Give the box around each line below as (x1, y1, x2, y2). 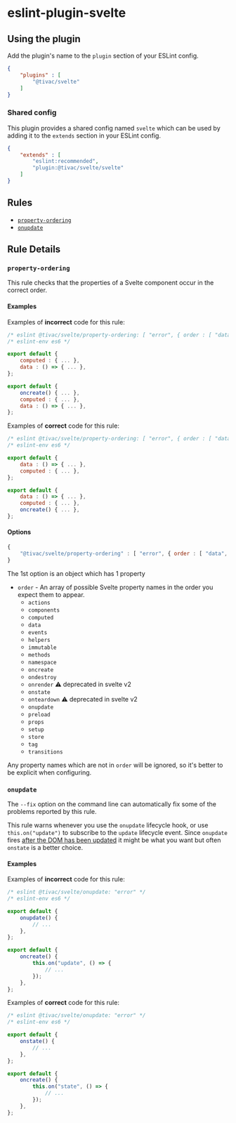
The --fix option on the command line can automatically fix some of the (7, 800, 216, 808)
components (27, 606, 60, 614)
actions (27, 599, 51, 606)
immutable (27, 644, 58, 651)
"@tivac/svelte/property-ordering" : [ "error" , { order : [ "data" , (20, 550, 228, 557)
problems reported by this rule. (7, 808, 97, 815)
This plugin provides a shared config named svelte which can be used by (7, 124, 221, 132)
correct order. (7, 286, 48, 294)
